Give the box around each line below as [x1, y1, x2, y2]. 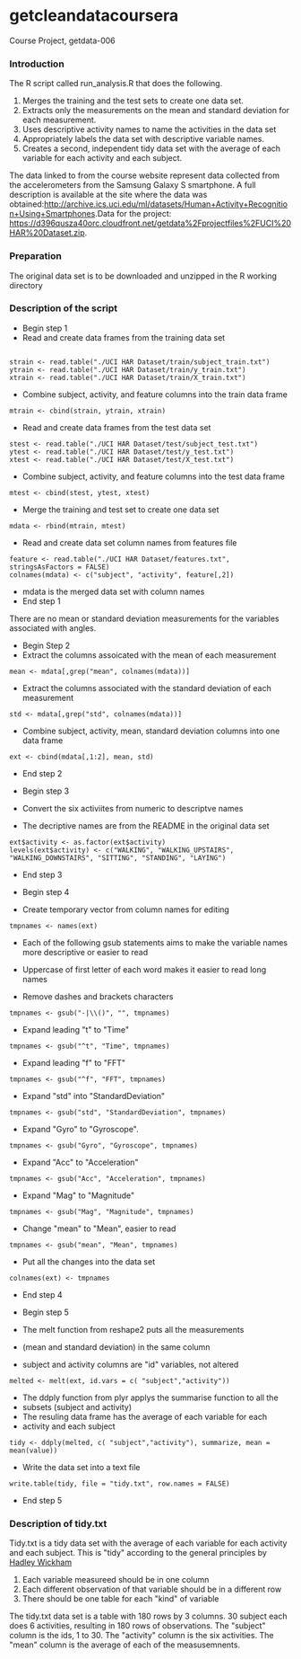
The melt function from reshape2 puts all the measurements [21, 1324, 245, 1335]
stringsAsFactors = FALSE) [9, 563, 110, 572]
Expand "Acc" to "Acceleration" [21, 1157, 139, 1167]
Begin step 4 [21, 886, 70, 897]
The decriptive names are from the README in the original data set [21, 820, 271, 831]
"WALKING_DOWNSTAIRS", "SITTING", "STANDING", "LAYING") [9, 853, 227, 863]
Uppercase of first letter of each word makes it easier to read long [21, 963, 267, 975]
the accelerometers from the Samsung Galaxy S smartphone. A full [9, 180, 256, 191]
